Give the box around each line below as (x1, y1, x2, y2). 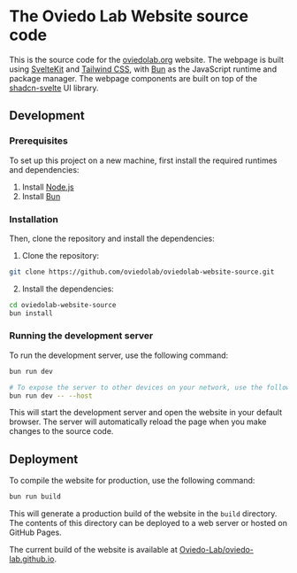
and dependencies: (9, 164, 80, 174)
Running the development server (9, 329, 154, 342)
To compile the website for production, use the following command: (9, 476, 255, 486)
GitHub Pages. (9, 527, 62, 538)
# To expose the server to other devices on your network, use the (9, 383, 263, 391)
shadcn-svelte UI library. (9, 82, 99, 93)
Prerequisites (9, 135, 68, 147)
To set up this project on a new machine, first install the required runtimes (9, 155, 278, 166)
